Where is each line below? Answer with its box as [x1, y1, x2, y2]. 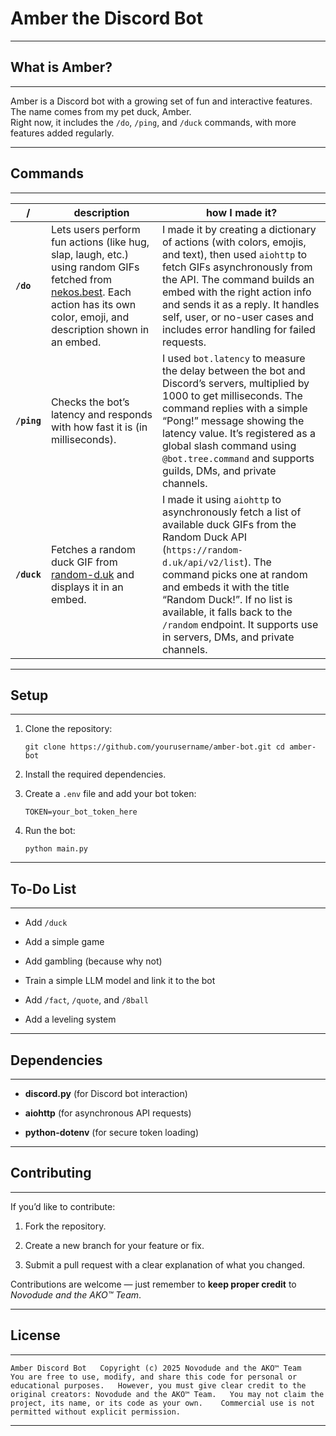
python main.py [24, 844, 89, 854]
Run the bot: [24, 825, 76, 837]
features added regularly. [10, 127, 115, 139]
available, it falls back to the [162, 605, 293, 619]
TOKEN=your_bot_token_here [24, 807, 138, 817]
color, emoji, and [50, 310, 130, 324]
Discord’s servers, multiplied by [162, 376, 310, 390]
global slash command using [162, 438, 297, 452]
